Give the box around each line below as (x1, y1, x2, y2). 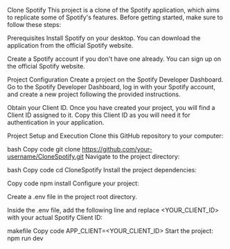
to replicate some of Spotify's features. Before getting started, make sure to (7, 13, 223, 21)
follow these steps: (7, 21, 61, 28)
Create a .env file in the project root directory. (7, 193, 137, 201)
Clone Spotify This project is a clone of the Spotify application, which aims (7, 6, 220, 14)
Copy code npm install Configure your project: (7, 179, 140, 187)
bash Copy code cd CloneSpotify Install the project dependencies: (7, 166, 197, 174)
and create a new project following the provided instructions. (7, 90, 181, 98)
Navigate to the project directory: (85, 152, 180, 160)
